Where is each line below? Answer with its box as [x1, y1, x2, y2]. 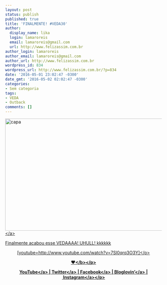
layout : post [5, 7, 32, 12]
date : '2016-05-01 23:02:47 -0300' [5, 72, 79, 77]
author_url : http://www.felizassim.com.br [5, 58, 94, 63]
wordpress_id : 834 [5, 63, 43, 68]
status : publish [5, 12, 39, 17]
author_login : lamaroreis [5, 49, 59, 54]
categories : [5, 81, 30, 86]
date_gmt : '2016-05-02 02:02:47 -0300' [5, 77, 88, 82]
